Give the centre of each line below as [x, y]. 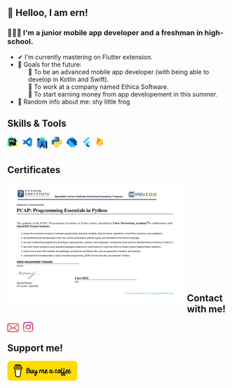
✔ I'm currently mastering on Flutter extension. [85, 57]
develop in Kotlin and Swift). [68, 79]
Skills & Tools [37, 124]
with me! [206, 309]
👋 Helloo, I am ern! [48, 13]
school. [20, 41]
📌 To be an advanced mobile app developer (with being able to [118, 71]
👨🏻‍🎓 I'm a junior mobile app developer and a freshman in [105, 33]
